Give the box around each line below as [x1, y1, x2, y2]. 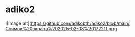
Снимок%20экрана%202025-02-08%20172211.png [5, 25, 117, 31]
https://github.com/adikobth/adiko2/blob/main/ [30, 20, 130, 26]
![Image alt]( [5, 20, 31, 26]
